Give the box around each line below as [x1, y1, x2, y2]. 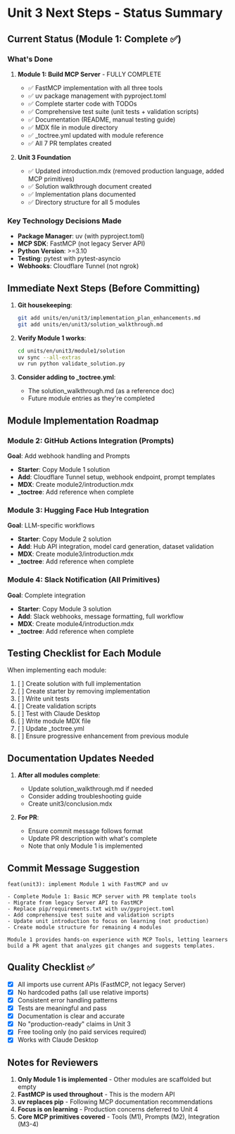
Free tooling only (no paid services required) [17, 1028, 146, 1036]
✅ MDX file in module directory [27, 123, 118, 132]
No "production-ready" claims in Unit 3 [17, 1020, 132, 1028]
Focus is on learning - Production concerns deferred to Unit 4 [17, 1105, 198, 1114]
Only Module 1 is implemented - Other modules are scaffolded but [17, 1075, 212, 1084]
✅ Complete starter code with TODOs [27, 99, 137, 108]
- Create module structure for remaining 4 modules [7, 924, 162, 931]
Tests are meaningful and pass [17, 1004, 107, 1012]
